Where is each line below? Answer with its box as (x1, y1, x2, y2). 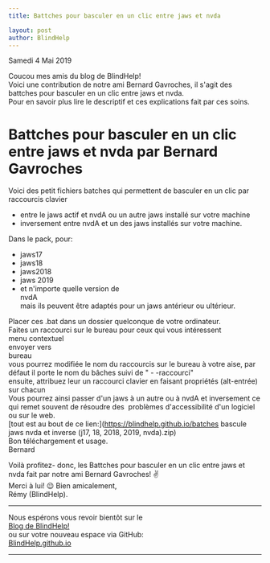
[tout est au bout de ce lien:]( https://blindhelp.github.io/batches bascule (8, 419, 247, 429)
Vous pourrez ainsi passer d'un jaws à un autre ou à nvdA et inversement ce (8, 393, 261, 403)
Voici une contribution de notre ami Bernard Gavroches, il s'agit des (8, 80, 233, 89)
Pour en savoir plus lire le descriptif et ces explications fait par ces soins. (8, 97, 251, 107)
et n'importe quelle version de (19, 284, 120, 294)
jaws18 (19, 258, 43, 268)
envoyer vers (8, 343, 52, 352)
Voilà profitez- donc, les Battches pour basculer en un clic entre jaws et (8, 460, 245, 471)
